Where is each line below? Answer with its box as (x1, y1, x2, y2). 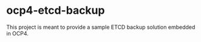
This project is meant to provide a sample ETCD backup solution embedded (6, 23, 196, 31)
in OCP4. (6, 29, 29, 37)
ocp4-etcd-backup (6, 4, 105, 17)
